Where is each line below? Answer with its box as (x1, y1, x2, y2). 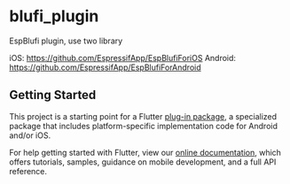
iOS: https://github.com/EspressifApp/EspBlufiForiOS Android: (9, 52, 237, 63)
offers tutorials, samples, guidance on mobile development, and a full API (9, 157, 277, 167)
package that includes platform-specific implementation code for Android (9, 120, 278, 131)
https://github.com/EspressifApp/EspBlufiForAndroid (9, 62, 201, 73)
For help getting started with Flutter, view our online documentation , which (9, 147, 282, 157)
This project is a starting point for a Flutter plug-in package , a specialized (9, 111, 278, 121)
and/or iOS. (9, 130, 51, 141)
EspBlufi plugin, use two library (9, 35, 123, 46)
